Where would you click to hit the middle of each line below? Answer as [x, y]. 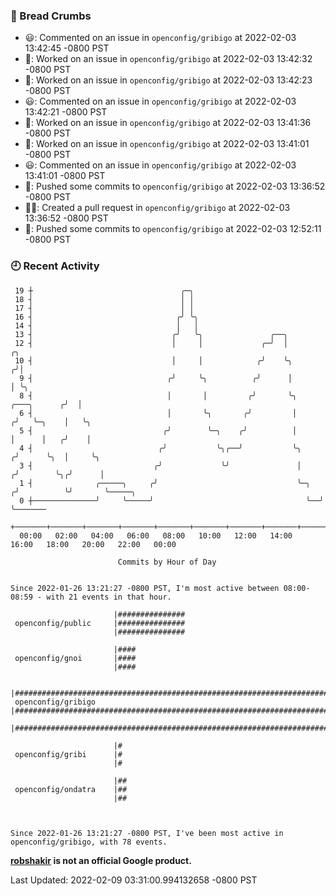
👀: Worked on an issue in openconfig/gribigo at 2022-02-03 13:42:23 [168, 80]
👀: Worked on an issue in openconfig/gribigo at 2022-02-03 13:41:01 [167, 144]
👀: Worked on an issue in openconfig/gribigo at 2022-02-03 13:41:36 [168, 123]
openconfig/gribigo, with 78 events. [89, 842]
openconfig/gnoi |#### [75, 658]
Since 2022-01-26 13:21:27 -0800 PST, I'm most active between [145, 588]
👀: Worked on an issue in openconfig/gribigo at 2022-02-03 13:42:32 [168, 59]
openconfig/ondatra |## [71, 789]
